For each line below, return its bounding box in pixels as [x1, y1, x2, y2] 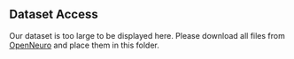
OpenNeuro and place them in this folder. [9, 40, 159, 50]
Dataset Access [9, 7, 99, 22]
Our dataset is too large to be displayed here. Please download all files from [9, 30, 285, 41]
